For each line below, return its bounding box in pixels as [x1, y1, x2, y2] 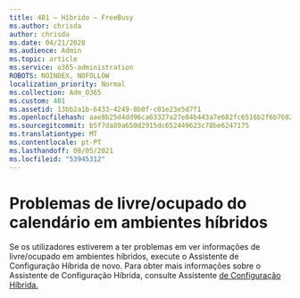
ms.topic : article [9, 55, 78, 64]
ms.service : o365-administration [9, 64, 134, 72]
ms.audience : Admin [9, 47, 82, 55]
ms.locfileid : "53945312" [9, 154, 105, 164]
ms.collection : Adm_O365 [9, 88, 102, 97]
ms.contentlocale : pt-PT [9, 138, 102, 147]
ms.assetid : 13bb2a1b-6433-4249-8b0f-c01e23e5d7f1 [9, 105, 202, 114]
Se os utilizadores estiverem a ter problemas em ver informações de [9, 242, 261, 252]
